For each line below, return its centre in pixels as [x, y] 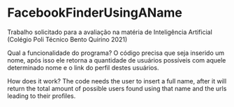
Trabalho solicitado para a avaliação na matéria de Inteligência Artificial [110, 32]
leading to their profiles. [42, 96]
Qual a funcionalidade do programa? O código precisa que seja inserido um [116, 53]
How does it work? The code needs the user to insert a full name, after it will [117, 81]
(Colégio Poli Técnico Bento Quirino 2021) [67, 39]
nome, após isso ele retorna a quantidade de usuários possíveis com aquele [117, 60]
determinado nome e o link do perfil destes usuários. [83, 67]
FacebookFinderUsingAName [95, 13]
